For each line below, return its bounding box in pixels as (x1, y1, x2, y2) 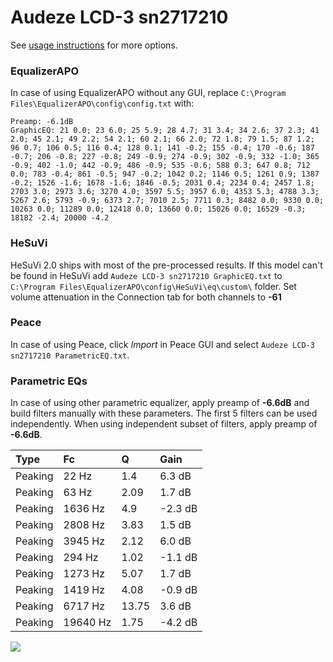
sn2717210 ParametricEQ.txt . (10, 349, 130, 361)
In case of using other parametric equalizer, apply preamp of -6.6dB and (10, 397, 310, 409)
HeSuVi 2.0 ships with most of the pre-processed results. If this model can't (10, 259, 323, 271)
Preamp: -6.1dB (10, 117, 74, 127)
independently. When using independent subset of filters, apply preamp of (10, 418, 318, 430)
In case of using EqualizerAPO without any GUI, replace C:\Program (10, 87, 287, 99)
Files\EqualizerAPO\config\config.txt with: (10, 97, 195, 110)
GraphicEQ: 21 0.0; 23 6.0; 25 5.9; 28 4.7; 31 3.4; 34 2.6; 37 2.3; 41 (10, 126, 320, 136)
